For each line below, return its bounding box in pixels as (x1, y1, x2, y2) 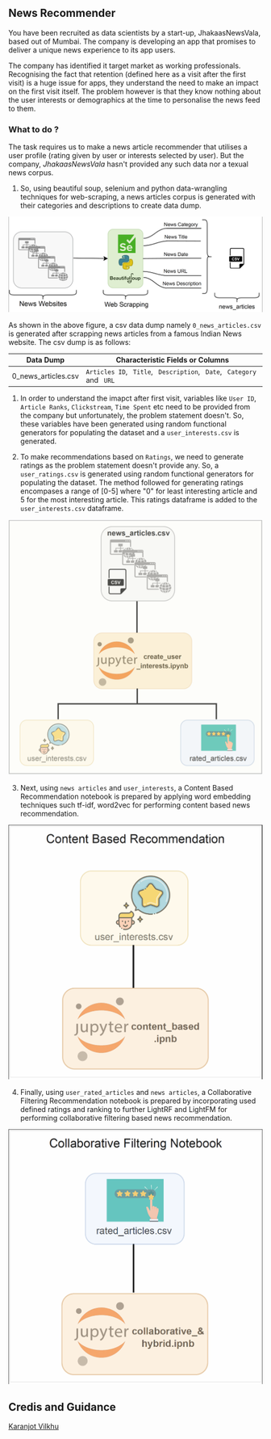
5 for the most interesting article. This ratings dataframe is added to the (19, 494, 258, 504)
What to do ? (8, 124, 59, 135)
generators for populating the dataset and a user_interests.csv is (19, 427, 240, 437)
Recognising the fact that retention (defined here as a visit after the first (8, 69, 246, 79)
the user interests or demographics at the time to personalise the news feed (8, 94, 261, 104)
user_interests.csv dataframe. (19, 503, 124, 513)
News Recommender (8, 6, 116, 20)
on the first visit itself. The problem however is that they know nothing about (8, 86, 261, 96)
